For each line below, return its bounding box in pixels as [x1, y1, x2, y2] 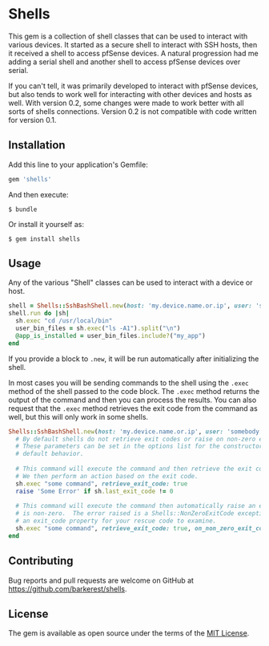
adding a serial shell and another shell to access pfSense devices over [8, 57, 241, 67]
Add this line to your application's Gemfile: [8, 160, 148, 169]
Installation [8, 138, 66, 152]
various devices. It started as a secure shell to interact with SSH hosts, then [8, 39, 258, 49]
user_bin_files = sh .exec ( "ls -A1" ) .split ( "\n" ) [15, 324, 181, 333]
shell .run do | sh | [8, 310, 70, 318]
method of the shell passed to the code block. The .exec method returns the [8, 386, 260, 396]
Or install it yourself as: [8, 219, 84, 229]
